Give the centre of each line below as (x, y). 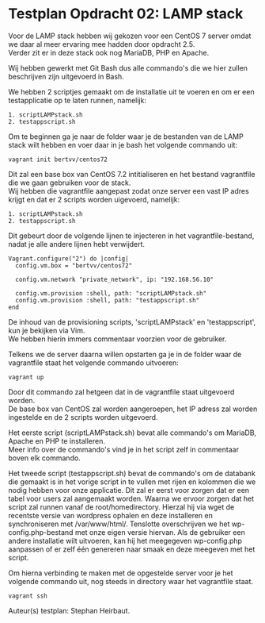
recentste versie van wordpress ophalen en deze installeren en (111, 515)
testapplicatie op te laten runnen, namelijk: (77, 100)
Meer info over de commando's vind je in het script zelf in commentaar (124, 449)
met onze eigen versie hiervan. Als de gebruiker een (160, 532)
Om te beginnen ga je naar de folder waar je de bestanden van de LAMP (126, 137)
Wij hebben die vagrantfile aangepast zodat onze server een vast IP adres (129, 190)
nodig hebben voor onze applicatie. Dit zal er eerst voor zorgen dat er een (129, 490)
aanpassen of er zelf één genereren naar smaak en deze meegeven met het (132, 549)
